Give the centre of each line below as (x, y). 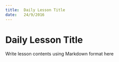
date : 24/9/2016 (25, 15)
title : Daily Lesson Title (35, 10)
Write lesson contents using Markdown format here (60, 54)
